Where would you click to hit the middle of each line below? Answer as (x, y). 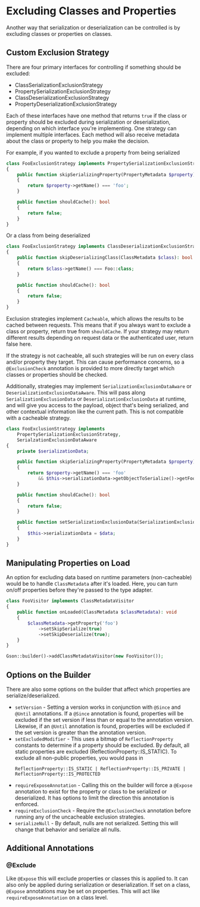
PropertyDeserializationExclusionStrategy (66, 104)
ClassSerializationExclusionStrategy (59, 85)
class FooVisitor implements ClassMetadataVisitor (70, 601)
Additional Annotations (50, 848)
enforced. (27, 804)
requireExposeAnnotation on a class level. (57, 897)
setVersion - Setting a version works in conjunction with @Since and (98, 707)
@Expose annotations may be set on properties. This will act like (83, 891)
